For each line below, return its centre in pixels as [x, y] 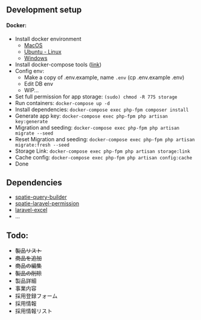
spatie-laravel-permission [47, 203]
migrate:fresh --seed [42, 145]
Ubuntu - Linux [43, 51]
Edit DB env [38, 83]
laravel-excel [31, 210]
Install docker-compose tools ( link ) [58, 64]
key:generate [31, 121]
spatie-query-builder [41, 197]
